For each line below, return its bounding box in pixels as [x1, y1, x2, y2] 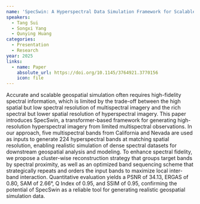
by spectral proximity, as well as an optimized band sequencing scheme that [6, 161, 193, 168]
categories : [6, 36, 36, 42]
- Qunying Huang [11, 31, 52, 37]
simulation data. [6, 193, 46, 200]
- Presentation [11, 42, 49, 48]
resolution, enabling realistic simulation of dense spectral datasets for [6, 142, 177, 149]
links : [6, 58, 23, 64]
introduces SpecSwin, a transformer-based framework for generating [6, 117, 177, 124]
